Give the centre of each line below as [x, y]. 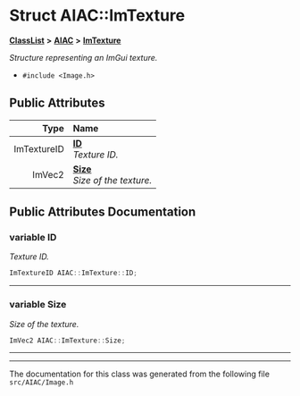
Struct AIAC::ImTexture [97, 16]
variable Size [38, 305]
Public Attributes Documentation [103, 212]
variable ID [33, 238]
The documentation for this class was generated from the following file [140, 374]
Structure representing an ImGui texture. [83, 57]
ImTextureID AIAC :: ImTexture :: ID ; [74, 274]
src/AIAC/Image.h [42, 383]
